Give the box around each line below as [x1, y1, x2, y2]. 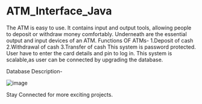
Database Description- [6, 67, 63, 75]
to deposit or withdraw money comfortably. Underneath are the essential [6, 30, 187, 37]
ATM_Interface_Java [6, 4, 113, 18]
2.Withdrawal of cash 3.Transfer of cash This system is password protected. [6, 43, 196, 50]
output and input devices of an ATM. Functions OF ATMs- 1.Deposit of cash [6, 37, 194, 44]
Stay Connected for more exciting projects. [6, 91, 113, 98]
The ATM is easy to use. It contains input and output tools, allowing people [6, 24, 192, 31]
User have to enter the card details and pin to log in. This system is [6, 49, 172, 57]
